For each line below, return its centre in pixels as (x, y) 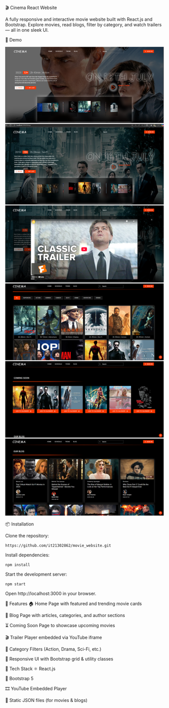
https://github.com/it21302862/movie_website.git (58, 546)
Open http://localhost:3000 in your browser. (51, 594)
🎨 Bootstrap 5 (19, 679)
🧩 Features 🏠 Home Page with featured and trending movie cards (74, 604)
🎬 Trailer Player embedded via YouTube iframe (54, 638)
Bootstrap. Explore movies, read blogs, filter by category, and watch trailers (83, 25)
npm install (18, 565)
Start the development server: (36, 574)
